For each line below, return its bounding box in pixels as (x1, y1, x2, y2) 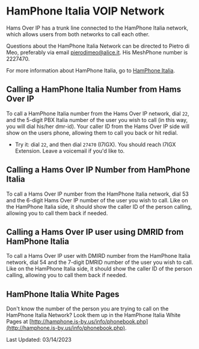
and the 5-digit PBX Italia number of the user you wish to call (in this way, (6, 116, 188, 123)
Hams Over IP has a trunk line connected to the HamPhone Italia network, (6, 24, 189, 31)
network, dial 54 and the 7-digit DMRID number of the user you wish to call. (6, 258, 194, 266)
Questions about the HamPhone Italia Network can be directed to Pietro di (6, 42, 190, 50)
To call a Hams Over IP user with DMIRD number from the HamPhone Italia (6, 252, 191, 260)
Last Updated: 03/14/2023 (6, 336, 72, 344)
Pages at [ (6, 318, 32, 325)
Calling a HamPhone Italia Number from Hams (6, 85, 182, 95)
